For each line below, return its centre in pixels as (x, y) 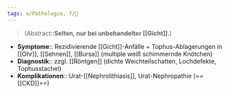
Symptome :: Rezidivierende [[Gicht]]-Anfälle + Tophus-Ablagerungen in (120, 46)
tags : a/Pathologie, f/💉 (43, 13)
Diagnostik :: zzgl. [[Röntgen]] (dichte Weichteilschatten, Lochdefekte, (117, 61)
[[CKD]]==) (33, 83)
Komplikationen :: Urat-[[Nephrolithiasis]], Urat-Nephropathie (104, 76)
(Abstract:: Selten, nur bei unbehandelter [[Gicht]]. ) (98, 33)
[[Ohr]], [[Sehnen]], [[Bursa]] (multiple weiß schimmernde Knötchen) (115, 54)
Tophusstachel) (39, 68)
